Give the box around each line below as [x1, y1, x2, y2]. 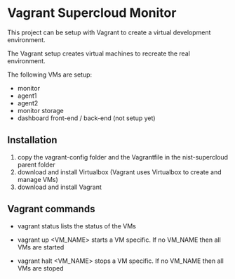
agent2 [17, 98, 39, 107]
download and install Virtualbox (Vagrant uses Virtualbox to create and [17, 167, 222, 176]
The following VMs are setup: [7, 70, 93, 79]
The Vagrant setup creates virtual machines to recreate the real [7, 49, 191, 58]
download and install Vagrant [17, 183, 102, 191]
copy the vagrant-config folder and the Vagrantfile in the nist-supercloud [17, 153, 229, 161]
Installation [7, 134, 58, 146]
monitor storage [17, 106, 65, 115]
